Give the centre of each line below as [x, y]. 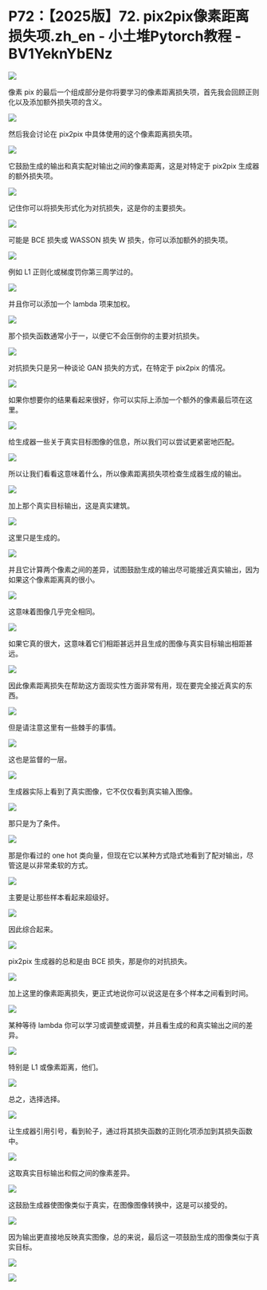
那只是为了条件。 [36, 823]
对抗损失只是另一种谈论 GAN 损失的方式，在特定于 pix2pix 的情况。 [119, 368]
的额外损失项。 [33, 176]
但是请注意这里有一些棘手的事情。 [64, 727]
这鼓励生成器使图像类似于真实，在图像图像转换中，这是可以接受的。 [120, 1204]
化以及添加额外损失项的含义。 [57, 102]
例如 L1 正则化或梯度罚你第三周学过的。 [73, 272]
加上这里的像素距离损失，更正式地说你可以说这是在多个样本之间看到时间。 [130, 993]
